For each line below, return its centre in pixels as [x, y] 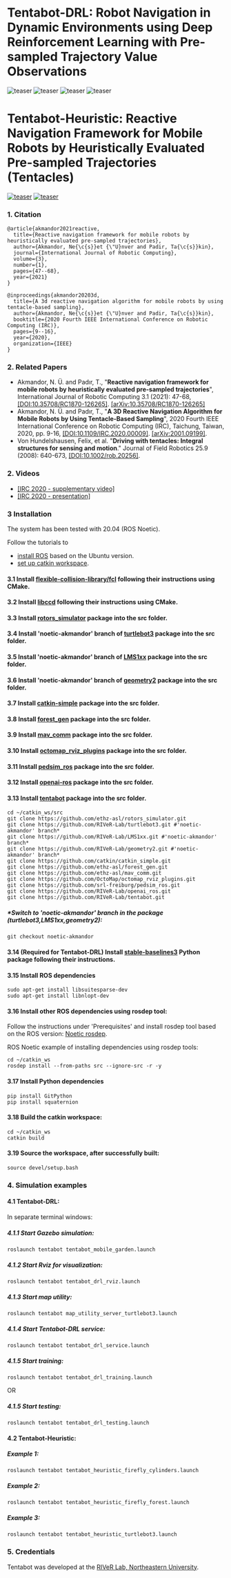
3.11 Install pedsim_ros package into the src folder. [81, 766]
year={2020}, [32, 338]
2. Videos [23, 474]
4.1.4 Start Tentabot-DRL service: [56, 1328]
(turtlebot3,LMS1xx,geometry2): [55, 920]
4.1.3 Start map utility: [40, 1297]
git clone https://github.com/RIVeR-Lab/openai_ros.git [89, 891]
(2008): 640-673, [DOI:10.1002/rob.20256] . [79, 456]
